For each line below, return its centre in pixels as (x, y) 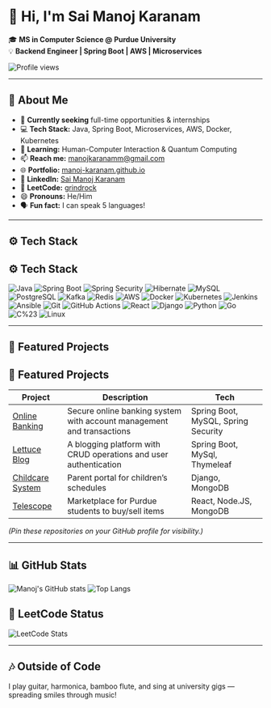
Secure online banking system (125, 411)
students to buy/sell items (116, 511)
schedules (87, 488)
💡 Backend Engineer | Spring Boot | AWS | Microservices (105, 51)
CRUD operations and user (118, 455)
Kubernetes (39, 140)
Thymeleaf (211, 464)
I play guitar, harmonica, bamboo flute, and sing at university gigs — (122, 686)
